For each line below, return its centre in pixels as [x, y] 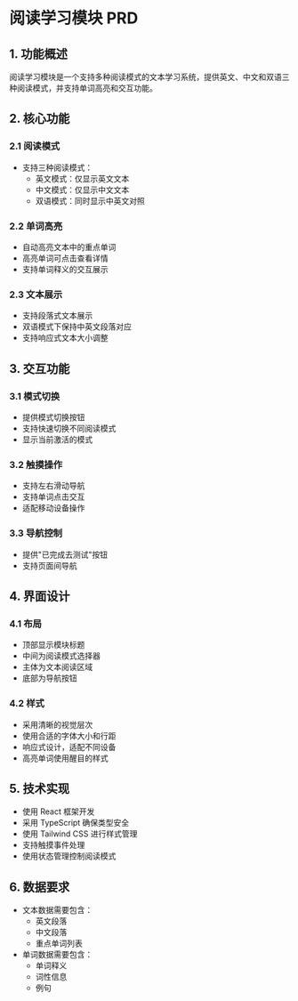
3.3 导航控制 [36, 533]
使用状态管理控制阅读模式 [69, 856]
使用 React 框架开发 [58, 811]
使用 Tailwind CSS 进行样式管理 [80, 834]
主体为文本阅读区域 [57, 667]
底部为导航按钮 [49, 678]
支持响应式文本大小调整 [65, 338]
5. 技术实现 [39, 788]
